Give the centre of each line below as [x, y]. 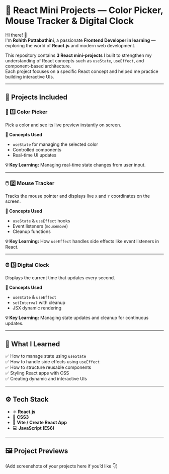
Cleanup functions [32, 231]
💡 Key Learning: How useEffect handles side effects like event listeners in [82, 241]
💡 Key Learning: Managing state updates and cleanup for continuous [77, 318]
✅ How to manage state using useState [46, 356]
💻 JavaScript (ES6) [33, 428]
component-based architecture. [38, 66]
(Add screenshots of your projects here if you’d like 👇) [62, 466]
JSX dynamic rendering [37, 308]
